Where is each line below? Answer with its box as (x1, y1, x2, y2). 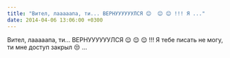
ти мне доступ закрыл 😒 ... (7, 43, 87, 51)
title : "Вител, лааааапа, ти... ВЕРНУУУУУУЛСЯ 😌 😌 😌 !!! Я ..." (7, 10, 205, 17)
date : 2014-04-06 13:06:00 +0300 (7, 17, 103, 23)
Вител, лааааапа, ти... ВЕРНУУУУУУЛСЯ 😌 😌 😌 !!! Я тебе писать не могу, (7, 35, 224, 43)
